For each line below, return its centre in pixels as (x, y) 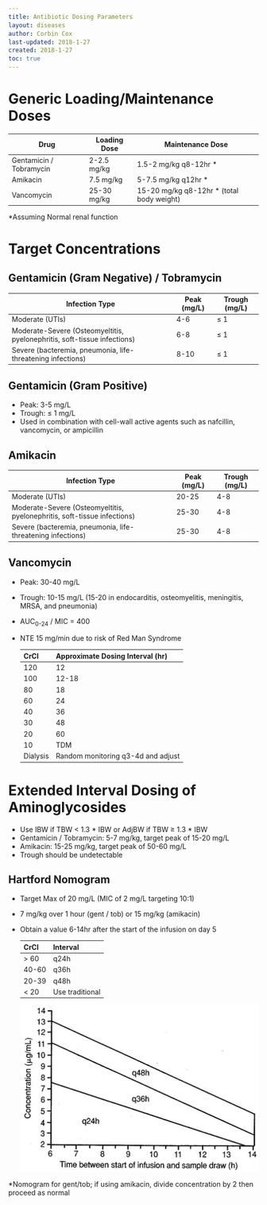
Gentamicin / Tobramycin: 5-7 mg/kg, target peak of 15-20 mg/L (124, 838)
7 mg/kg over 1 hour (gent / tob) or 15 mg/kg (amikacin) (110, 914)
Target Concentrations (85, 248)
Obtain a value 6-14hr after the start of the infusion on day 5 (118, 929)
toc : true (25, 59)
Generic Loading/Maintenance (111, 99)
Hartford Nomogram (59, 880)
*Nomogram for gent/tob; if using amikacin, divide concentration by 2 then (131, 1184)
